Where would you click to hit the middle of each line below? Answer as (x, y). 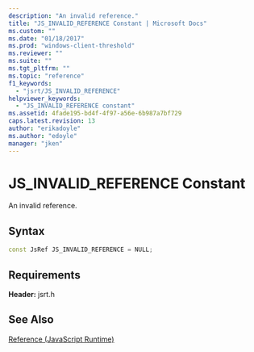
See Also (31, 320)
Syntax (27, 231)
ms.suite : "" (30, 61)
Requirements (44, 275)
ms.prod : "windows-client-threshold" (72, 46)
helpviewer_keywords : (45, 98)
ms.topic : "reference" (46, 76)
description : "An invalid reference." (73, 16)
